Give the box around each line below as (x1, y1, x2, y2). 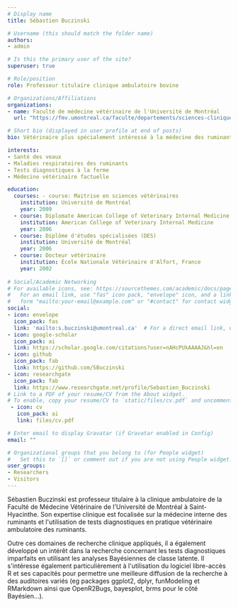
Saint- (188, 502, 208, 511)
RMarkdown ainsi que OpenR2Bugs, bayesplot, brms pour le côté (7, 584, 198, 593)
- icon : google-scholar (7, 331, 78, 338)
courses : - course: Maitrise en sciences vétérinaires (13, 192, 179, 199)
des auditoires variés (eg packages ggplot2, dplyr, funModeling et (7, 576, 200, 585)
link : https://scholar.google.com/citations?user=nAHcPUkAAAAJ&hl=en (13, 344, 223, 351)
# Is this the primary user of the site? (7, 56, 132, 63)
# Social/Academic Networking (7, 278, 97, 285)
